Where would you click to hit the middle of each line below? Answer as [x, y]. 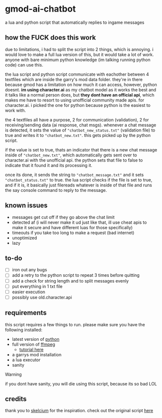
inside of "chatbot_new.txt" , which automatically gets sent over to [71, 155]
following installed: [24, 330]
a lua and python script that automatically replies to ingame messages [75, 22]
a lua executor [26, 360]
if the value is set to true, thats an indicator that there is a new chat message [81, 150]
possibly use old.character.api [42, 297]
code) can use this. [24, 65]
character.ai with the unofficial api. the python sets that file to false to [74, 160]
